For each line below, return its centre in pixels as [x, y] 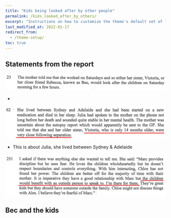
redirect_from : [21, 32]
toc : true [16, 43]
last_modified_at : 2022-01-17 [37, 27]
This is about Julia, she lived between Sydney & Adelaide [72, 147]
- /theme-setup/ [27, 38]
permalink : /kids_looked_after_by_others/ [51, 16]
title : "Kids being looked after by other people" [60, 11]
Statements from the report [50, 64]
